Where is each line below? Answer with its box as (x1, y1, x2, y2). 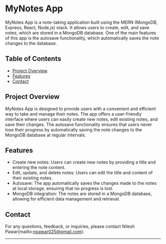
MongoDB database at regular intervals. (5, 132, 86, 138)
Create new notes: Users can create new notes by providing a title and (12, 159, 156, 165)
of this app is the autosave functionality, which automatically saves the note (5, 35, 159, 41)
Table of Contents (5, 55, 62, 63)
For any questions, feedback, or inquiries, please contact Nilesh (5, 223, 135, 230)
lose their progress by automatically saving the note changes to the (5, 126, 142, 132)
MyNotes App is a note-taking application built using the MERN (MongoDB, (5, 19, 158, 25)
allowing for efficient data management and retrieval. (12, 196, 120, 202)
